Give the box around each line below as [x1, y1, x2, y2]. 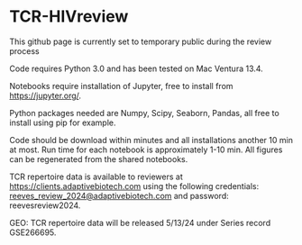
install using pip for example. [9, 117, 116, 128]
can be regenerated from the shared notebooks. [9, 153, 188, 164]
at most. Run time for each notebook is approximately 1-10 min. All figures [9, 144, 283, 155]
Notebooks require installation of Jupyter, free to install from [9, 80, 233, 91]
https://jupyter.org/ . [9, 90, 82, 101]
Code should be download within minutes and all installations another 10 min [9, 134, 293, 145]
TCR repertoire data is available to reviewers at [9, 171, 183, 182]
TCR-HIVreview [9, 6, 129, 27]
